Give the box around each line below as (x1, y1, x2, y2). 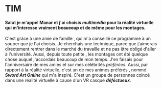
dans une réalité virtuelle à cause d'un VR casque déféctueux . (5, 77, 131, 84)
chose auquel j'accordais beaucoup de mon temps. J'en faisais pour (5, 57, 143, 62)
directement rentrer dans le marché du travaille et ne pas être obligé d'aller (5, 46, 156, 52)
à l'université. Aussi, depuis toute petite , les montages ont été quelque (5, 51, 148, 57)
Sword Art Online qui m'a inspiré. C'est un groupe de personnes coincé (5, 72, 150, 78)
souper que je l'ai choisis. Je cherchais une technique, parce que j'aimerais (5, 41, 157, 47)
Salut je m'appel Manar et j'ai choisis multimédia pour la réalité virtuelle (5, 19, 154, 25)
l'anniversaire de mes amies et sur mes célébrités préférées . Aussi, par (5, 62, 148, 68)
